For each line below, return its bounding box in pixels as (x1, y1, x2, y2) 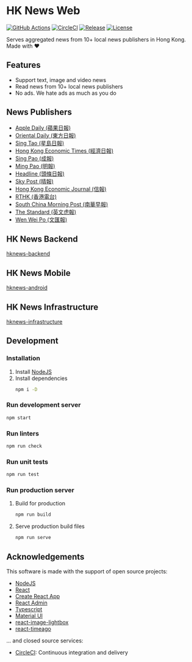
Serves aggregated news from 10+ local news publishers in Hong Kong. (6, 35, 187, 43)
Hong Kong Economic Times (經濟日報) (15, 147, 114, 154)
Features (6, 60, 41, 70)
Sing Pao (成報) (15, 154, 54, 162)
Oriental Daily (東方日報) (15, 132, 76, 139)
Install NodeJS (15, 368, 52, 375)
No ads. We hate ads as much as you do (15, 89, 117, 97)
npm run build (15, 511, 51, 518)
